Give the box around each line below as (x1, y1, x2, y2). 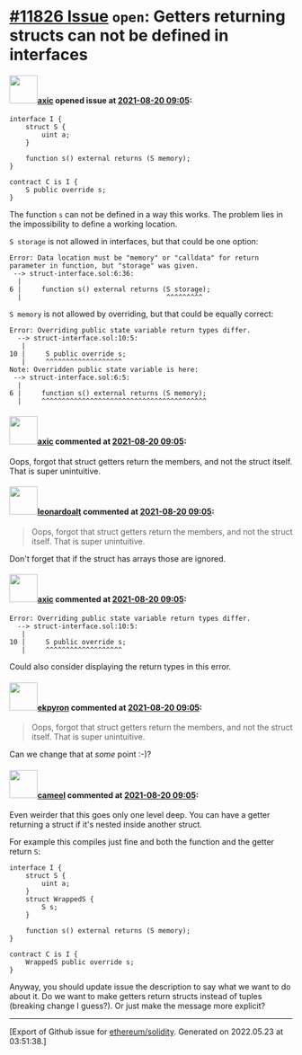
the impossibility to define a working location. (9, 218, 178, 230)
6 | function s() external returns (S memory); (9, 389, 207, 398)
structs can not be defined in (9, 25, 229, 46)
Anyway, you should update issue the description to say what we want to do (9, 981, 291, 992)
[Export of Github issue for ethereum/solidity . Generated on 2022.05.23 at (9, 1026, 284, 1037)
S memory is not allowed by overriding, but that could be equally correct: (9, 308, 274, 320)
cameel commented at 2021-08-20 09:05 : (37, 789, 200, 801)
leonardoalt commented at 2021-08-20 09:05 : (37, 506, 215, 518)
